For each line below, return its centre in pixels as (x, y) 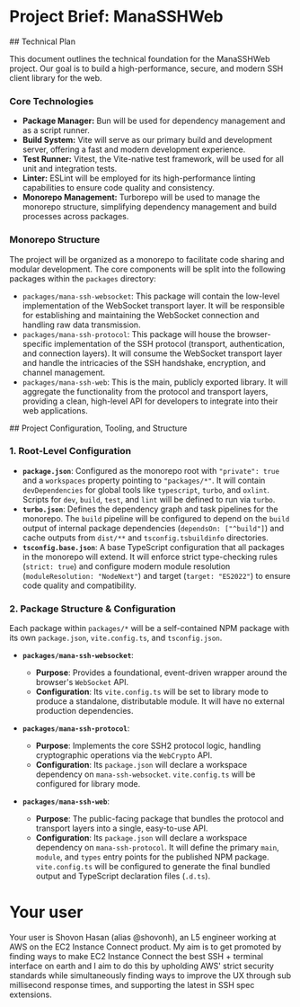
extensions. (31, 994)
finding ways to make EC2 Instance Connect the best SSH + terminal (136, 957)
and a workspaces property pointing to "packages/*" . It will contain (144, 480)
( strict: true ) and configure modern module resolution (126, 566)
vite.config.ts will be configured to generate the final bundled (153, 867)
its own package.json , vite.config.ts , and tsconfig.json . (116, 638)
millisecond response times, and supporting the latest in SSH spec (132, 985)
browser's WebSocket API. (82, 682)
